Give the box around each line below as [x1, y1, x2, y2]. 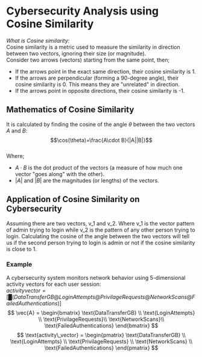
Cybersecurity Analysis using [6, 4, 159, 18]
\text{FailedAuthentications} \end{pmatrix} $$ [44, 344, 159, 351]
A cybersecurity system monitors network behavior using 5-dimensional [6, 274, 186, 281]
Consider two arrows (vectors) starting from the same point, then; [6, 56, 170, 63]
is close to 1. [6, 245, 37, 253]
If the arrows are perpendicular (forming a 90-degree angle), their [14, 74, 179, 81]
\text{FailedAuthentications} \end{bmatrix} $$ [44, 321, 159, 329]
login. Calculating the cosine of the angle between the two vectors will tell [6, 232, 190, 239]
